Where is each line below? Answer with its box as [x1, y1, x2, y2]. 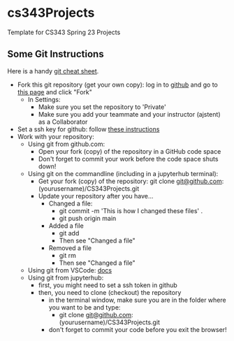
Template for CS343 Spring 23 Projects [7, 28, 121, 36]
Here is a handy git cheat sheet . [7, 66, 99, 75]
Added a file [48, 222, 84, 230]
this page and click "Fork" [17, 87, 93, 96]
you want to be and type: [48, 303, 121, 312]
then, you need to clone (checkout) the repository [38, 288, 182, 296]
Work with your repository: [17, 132, 94, 140]
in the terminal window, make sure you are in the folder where [48, 296, 226, 304]
